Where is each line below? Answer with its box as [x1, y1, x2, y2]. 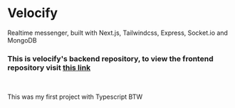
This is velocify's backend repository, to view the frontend [7, 53, 214, 63]
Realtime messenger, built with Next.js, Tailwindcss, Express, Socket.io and [7, 28, 228, 37]
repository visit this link [7, 63, 91, 72]
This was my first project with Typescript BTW [7, 92, 143, 101]
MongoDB [7, 36, 37, 44]
